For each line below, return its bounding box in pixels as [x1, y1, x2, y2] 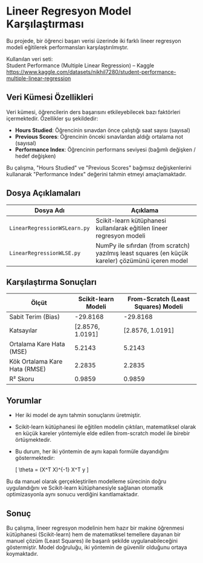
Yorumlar [6, 395, 42, 405]
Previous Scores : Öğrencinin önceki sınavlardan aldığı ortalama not [14, 133, 183, 140]
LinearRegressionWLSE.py [9, 250, 81, 256]
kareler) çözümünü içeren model [95, 256, 188, 265]
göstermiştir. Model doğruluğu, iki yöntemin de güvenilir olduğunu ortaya [6, 544, 187, 551]
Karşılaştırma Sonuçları [6, 277, 97, 287]
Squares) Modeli [134, 302, 183, 311]
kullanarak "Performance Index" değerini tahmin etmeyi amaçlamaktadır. [6, 170, 187, 178]
